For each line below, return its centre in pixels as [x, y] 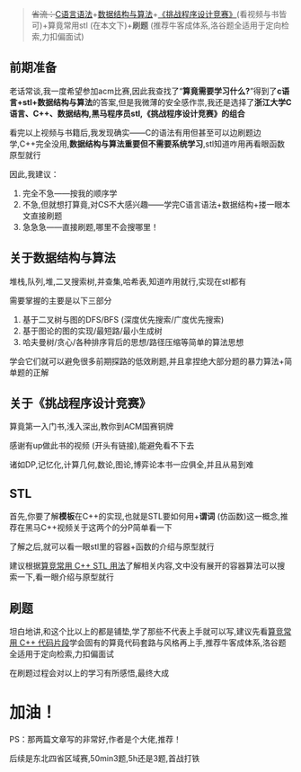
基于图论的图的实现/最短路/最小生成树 [92, 331]
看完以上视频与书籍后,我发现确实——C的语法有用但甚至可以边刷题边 [136, 132]
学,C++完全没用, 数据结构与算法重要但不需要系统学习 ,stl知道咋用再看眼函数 [147, 144]
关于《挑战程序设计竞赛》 [80, 404]
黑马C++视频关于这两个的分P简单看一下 [98, 528]
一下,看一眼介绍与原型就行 [66, 577]
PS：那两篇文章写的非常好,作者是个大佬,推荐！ [95, 739]
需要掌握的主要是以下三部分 [61, 300]
